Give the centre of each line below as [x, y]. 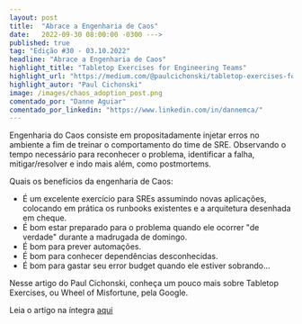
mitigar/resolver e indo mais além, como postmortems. [110, 164]
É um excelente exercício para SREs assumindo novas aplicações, [144, 199]
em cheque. [44, 218]
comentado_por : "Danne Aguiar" [68, 101]
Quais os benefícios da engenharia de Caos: [91, 182]
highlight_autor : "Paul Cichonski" [76, 85]
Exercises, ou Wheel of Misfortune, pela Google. [99, 292]
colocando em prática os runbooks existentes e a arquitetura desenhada [156, 209]
